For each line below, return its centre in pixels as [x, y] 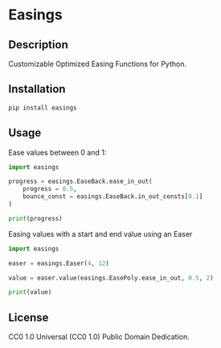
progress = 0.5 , [50, 189]
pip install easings [43, 108]
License [29, 317]
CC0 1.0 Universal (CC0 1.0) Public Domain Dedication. [99, 337]
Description [38, 45]
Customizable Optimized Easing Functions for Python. [98, 64]
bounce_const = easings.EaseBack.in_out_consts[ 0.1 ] [113, 197]
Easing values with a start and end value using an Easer [100, 234]
